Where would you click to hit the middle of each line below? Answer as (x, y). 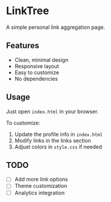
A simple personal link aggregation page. (56, 27)
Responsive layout (37, 66)
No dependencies (36, 78)
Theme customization (41, 186)
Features (23, 46)
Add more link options (41, 179)
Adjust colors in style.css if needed (58, 147)
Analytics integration (40, 193)
